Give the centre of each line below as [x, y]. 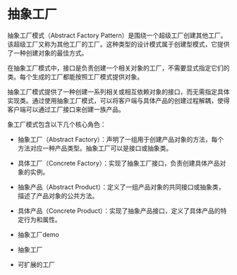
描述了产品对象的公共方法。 [58, 195]
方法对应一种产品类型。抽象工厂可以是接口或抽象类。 [95, 148]
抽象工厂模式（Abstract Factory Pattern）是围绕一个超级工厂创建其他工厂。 [117, 35]
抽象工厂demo [38, 234]
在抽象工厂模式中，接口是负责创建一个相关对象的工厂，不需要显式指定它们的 [119, 68]
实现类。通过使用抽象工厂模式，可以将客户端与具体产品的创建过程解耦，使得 [119, 100]
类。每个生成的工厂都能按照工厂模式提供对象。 [75, 77]
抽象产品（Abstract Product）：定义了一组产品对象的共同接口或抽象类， [121, 187]
